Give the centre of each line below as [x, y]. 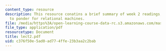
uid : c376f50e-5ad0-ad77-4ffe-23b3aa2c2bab [51, 41]
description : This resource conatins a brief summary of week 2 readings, [84, 14]
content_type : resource [30, 9]
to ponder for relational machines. [47, 18]
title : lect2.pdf [23, 37]
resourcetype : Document [30, 32]
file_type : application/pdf [34, 28]
